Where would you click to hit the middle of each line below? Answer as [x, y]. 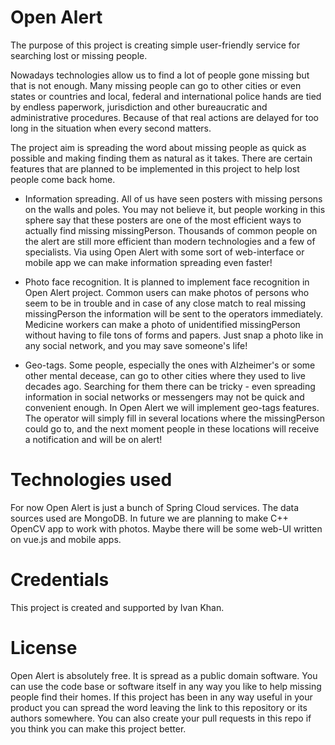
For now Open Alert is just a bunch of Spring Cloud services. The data [155, 507]
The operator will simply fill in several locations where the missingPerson [175, 418]
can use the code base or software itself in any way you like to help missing [166, 686]
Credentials [60, 580]
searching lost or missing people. [79, 55]
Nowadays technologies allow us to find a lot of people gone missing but [160, 75]
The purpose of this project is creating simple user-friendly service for [155, 45]
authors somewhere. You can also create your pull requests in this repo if [161, 718]
